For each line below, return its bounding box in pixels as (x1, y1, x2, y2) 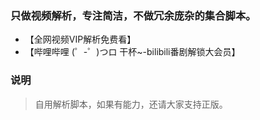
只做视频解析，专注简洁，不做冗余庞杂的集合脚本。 (10, 8, 257, 22)
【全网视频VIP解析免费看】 (24, 33, 137, 46)
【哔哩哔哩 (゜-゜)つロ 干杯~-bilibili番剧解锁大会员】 (24, 46, 241, 58)
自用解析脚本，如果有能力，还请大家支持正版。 (34, 98, 228, 110)
